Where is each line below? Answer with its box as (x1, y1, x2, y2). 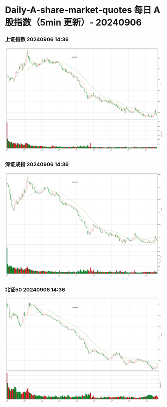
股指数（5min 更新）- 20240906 (5, 17, 142, 28)
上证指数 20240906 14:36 (5, 36, 69, 43)
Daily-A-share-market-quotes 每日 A (5, 4, 161, 16)
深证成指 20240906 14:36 (5, 161, 69, 168)
